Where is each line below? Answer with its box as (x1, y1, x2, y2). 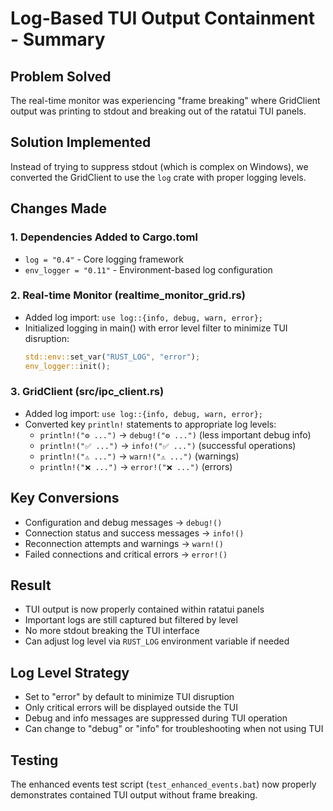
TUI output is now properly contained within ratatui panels (24, 603, 265, 616)
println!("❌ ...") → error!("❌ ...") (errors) (39, 460, 233, 472)
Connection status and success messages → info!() (24, 527, 245, 539)
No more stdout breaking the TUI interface (24, 625, 200, 637)
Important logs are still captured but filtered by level (24, 614, 238, 626)
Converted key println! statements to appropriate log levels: (24, 418, 277, 430)
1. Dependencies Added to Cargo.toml (10, 230, 198, 244)
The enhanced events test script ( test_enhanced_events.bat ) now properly (10, 778, 317, 791)
